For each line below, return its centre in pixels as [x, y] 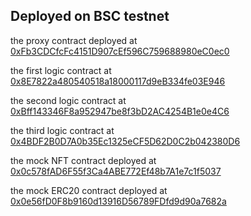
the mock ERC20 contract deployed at [89, 190]
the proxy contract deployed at [74, 40]
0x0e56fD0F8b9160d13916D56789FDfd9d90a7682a [118, 201]
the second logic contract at [68, 100]
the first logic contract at [61, 70]
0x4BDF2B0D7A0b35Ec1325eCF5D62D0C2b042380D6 [125, 141]
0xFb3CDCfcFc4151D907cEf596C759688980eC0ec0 [120, 51]
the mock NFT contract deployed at [83, 160]
